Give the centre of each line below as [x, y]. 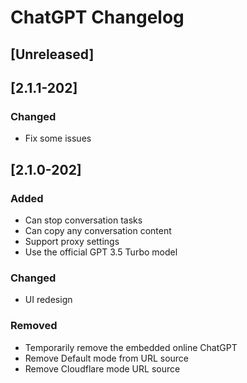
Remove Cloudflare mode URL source [102, 368]
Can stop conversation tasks [83, 220]
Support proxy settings [72, 241]
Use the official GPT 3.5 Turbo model [101, 252]
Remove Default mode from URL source [107, 358]
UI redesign [48, 300]
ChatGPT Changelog [97, 17]
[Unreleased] [52, 54]
